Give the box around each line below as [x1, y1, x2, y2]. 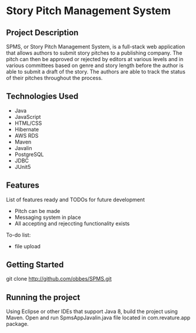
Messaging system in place [14, 214, 81, 221]
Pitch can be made [14, 207, 61, 214]
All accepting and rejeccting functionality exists [14, 219, 130, 227]
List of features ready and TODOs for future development [6, 196, 145, 203]
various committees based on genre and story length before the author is [6, 62, 184, 69]
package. [6, 321, 29, 328]
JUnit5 [14, 163, 31, 170]
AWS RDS [14, 132, 39, 139]
